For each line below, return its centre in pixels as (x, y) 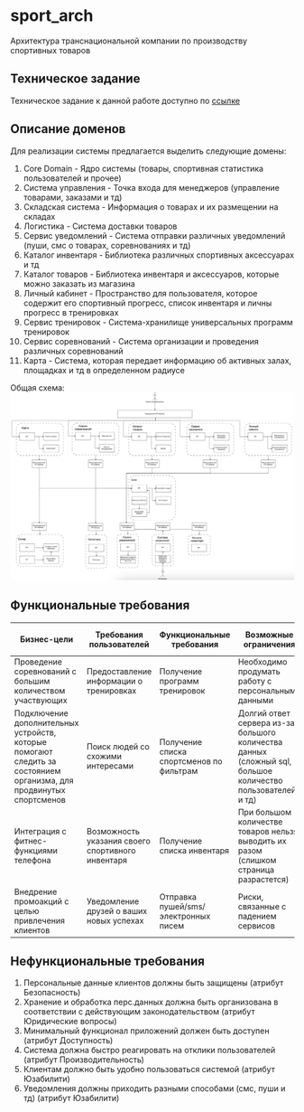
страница (256, 870)
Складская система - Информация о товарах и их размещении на (151, 207)
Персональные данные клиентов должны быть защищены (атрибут (153, 983)
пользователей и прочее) (72, 178)
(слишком (257, 860)
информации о (115, 681)
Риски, (251, 897)
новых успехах (115, 921)
